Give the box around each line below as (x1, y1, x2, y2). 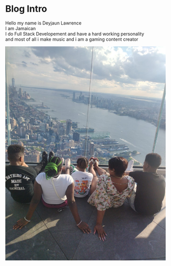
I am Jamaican (5, 25, 36, 31)
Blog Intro (5, 3, 47, 15)
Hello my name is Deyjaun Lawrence (5, 20, 82, 26)
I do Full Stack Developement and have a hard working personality (5, 31, 145, 37)
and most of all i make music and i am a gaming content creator (5, 36, 138, 42)
